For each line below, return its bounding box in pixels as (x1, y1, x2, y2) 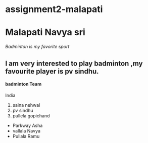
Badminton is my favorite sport (5, 43, 70, 49)
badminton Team (5, 81, 42, 87)
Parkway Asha (12, 122, 43, 128)
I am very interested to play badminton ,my (5, 59, 143, 67)
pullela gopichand (12, 112, 50, 119)
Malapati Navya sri (5, 27, 86, 38)
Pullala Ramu (12, 133, 40, 139)
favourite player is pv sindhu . (5, 67, 100, 76)
